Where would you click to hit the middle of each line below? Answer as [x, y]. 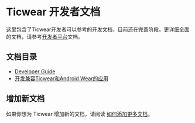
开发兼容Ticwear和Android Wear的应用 [61, 78]
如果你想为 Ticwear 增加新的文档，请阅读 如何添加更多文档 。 [80, 114]
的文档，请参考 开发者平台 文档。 [45, 36]
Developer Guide [35, 71]
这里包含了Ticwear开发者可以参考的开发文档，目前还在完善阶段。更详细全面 [98, 29]
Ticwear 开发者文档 [53, 12]
